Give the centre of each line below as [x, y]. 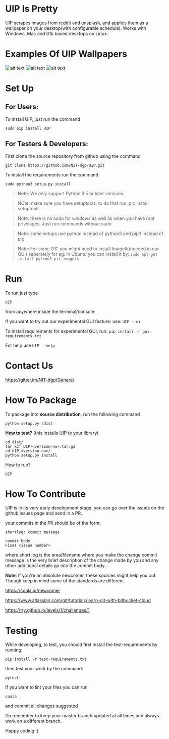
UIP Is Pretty [32, 9]
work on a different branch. [34, 721]
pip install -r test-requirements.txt [46, 659]
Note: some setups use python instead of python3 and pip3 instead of [91, 234]
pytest [12, 678]
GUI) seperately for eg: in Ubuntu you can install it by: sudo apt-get [88, 254]
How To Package [41, 400]
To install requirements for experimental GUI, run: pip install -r [73, 331]
